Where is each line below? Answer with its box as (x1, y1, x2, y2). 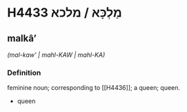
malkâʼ (7, 32, 37, 44)
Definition (7, 68, 41, 77)
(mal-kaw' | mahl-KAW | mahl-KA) (7, 50, 106, 59)
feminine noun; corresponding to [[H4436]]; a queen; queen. (7, 84, 181, 92)
